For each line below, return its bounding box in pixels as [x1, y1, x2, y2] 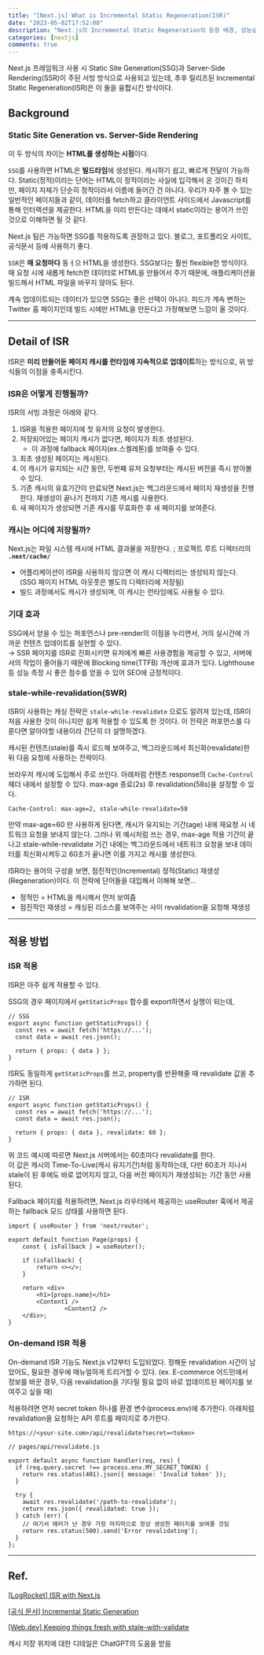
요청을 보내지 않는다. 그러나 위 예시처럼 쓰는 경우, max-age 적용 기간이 [28, 829, 246, 839]
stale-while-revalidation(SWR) [8, 688, 127, 699]
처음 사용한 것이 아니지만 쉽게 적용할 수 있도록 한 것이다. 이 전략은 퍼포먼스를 [8, 716, 243, 726]
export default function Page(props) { [8, 1236, 139, 1243]
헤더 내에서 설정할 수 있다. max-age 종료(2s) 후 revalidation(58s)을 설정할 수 [8, 779, 246, 789]
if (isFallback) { [22, 1256, 82, 1264]
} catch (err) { [15, 1512, 68, 1520]
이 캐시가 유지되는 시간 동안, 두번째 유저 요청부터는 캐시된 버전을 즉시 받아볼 [19, 464, 253, 473]
